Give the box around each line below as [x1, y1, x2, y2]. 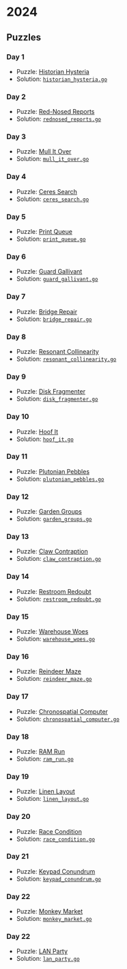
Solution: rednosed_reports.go [16, 115, 102, 123]
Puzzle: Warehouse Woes [16, 627, 89, 636]
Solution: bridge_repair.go [16, 315, 92, 323]
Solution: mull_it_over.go [16, 155, 89, 163]
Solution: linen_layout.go [16, 795, 89, 803]
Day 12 [6, 492, 29, 501]
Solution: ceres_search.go [16, 195, 89, 203]
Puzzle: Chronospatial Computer [16, 707, 109, 715]
